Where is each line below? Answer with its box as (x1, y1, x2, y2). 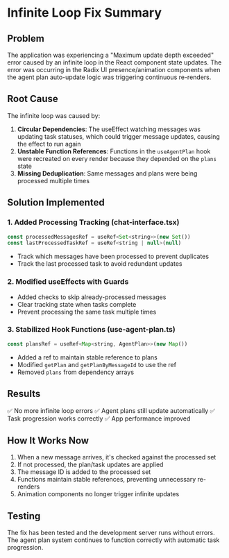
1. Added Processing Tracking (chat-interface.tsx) (7, 217, 180, 227)
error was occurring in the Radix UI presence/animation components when (7, 66, 221, 74)
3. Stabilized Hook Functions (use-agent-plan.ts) (7, 325, 176, 335)
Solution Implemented (7, 196, 105, 209)
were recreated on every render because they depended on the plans (17, 154, 217, 162)
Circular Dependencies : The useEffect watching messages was (17, 125, 201, 133)
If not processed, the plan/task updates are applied (17, 460, 164, 469)
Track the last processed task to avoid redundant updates (17, 260, 183, 268)
